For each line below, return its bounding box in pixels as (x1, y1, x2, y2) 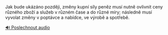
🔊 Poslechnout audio (5, 24, 50, 30)
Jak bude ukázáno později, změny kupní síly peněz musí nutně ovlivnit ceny (5, 4, 163, 9)
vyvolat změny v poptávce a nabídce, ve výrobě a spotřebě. (5, 14, 130, 20)
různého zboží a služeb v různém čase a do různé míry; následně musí (5, 9, 152, 15)
